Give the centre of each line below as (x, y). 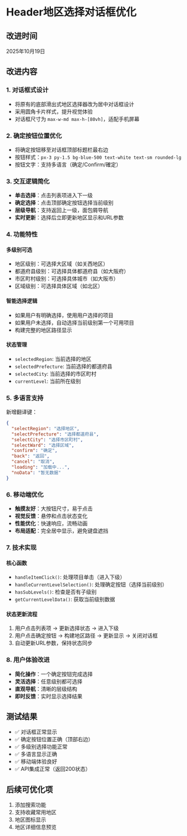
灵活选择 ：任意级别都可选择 (49, 681)
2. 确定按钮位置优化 (34, 136)
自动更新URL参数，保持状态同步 (54, 643)
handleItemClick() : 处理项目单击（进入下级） (70, 577)
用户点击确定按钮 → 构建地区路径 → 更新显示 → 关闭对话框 (86, 636)
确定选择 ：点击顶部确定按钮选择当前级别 (64, 203)
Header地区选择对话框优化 (71, 12)
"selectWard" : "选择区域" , (43, 445)
